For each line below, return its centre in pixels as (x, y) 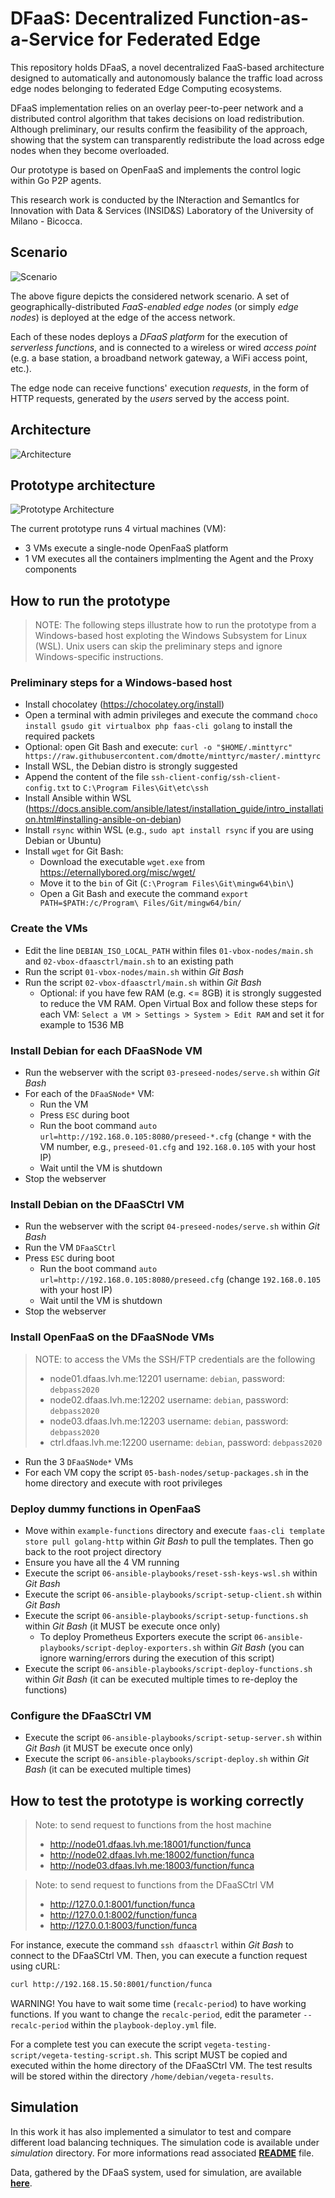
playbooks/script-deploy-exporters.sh (120, 1648)
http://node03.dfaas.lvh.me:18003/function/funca (152, 1866)
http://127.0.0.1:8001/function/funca (122, 1904)
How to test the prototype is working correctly (157, 1800)
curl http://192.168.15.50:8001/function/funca (111, 1985)
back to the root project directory (93, 1551)
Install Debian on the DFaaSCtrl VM (97, 1204)
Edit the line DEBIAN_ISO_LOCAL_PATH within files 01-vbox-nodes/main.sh (169, 950)
